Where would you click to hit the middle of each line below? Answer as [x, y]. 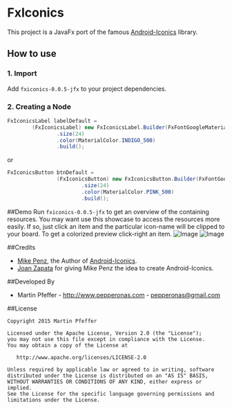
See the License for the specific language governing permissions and [111, 394]
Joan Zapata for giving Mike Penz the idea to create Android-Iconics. [115, 268]
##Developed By [31, 281]
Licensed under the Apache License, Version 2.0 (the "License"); [105, 333]
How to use [32, 54]
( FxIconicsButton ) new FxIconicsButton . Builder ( [127, 179]
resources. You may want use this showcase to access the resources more [114, 219]
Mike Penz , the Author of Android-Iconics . [77, 261]
